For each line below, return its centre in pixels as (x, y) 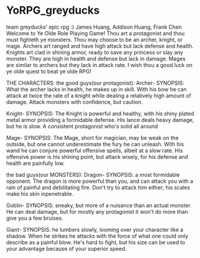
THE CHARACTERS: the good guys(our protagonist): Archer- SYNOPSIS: (95, 83)
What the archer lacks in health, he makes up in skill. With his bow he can (96, 89)
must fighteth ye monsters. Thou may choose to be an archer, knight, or (95, 39)
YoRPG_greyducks (53, 10)
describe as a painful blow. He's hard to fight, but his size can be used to (96, 242)
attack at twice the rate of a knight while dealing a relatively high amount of (99, 96)
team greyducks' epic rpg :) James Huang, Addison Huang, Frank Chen (94, 27)
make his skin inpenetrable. (40, 193)
